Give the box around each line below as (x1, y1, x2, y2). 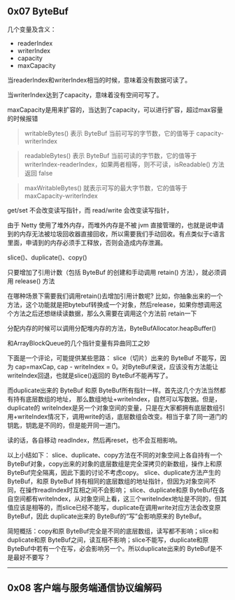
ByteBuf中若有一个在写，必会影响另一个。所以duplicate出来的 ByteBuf (7, 544, 211, 552)
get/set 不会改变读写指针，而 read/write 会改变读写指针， (7, 206, 173, 214)
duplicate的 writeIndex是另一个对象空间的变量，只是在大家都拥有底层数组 (7, 403, 219, 412)
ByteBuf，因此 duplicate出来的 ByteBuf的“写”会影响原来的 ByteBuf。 (7, 512, 206, 520)
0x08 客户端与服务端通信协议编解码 (7, 582, 162, 594)
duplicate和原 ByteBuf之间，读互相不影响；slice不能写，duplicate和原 (7, 535, 209, 544)
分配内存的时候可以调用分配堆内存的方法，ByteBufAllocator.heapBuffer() (7, 324, 217, 332)
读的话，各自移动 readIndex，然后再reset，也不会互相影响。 (7, 436, 182, 444)
